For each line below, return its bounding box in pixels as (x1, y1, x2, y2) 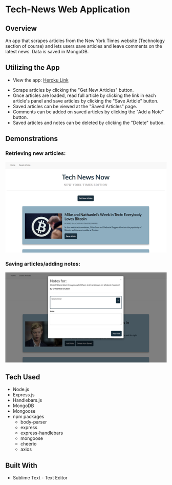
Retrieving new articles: (5, 150, 66, 157)
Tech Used (5, 373, 40, 381)
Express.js (12, 392, 35, 398)
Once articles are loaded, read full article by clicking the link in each (12, 92, 156, 98)
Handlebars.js (12, 397, 42, 403)
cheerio (20, 441, 37, 447)
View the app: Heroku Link (12, 77, 69, 83)
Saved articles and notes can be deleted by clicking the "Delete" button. (12, 119, 165, 126)
